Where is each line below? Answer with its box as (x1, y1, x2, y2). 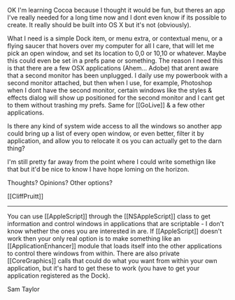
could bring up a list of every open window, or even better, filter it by (7, 129, 204, 137)
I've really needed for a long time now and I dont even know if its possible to (7, 13, 227, 22)
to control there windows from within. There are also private (7, 249, 180, 257)
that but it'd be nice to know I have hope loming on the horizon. (7, 165, 190, 173)
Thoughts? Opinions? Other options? (7, 179, 113, 187)
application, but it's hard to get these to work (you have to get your (7, 264, 200, 272)
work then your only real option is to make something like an (7, 234, 181, 243)
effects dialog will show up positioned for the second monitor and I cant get (7, 93, 225, 102)
